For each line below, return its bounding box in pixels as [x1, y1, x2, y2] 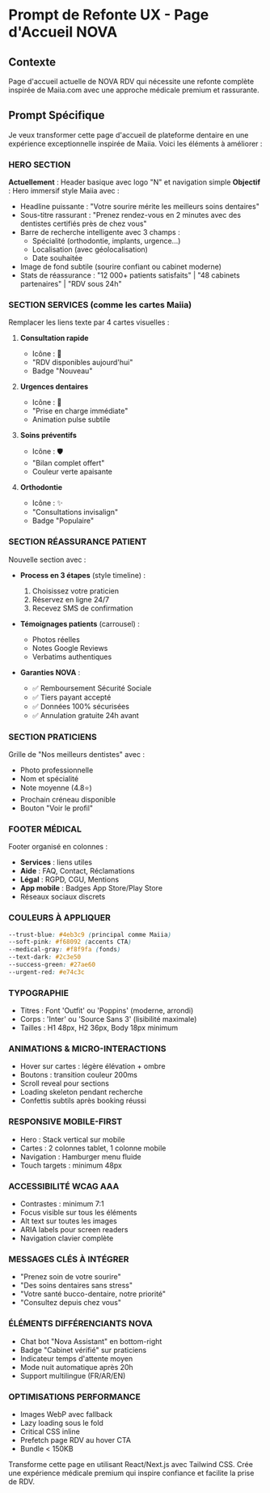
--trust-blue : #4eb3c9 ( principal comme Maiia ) [8, 930, 172, 938]
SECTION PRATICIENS [8, 731, 97, 742]
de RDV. [8, 1476, 35, 1487]
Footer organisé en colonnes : [8, 842, 108, 852]
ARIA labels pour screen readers [19, 1225, 129, 1235]
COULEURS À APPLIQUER [8, 912, 111, 924]
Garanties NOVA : [19, 667, 81, 677]
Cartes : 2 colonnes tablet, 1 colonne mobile [19, 1143, 167, 1153]
